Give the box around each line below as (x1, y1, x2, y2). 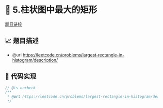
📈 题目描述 (5, 37, 39, 45)
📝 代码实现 (5, 72, 36, 81)
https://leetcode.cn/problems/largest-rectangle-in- (22, 52, 125, 58)
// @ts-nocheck (5, 85, 36, 90)
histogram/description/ (12, 57, 58, 63)
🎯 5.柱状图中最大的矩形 (5, 4, 98, 15)
